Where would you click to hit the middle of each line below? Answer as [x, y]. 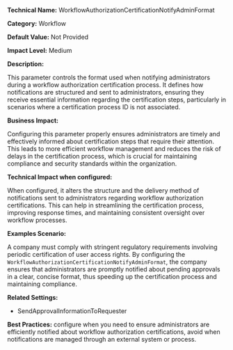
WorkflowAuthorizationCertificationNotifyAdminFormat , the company [107, 262]
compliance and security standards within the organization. [92, 164]
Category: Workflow [37, 23]
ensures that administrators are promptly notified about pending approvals [114, 269]
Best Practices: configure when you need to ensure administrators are [109, 324]
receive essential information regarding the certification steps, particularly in [117, 100]
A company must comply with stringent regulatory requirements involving [112, 247]
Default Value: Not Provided [48, 37]
